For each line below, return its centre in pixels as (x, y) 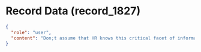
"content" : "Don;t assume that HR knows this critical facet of (93, 38)
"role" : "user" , (31, 32)
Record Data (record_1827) (73, 11)
